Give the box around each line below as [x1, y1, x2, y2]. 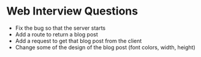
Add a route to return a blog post [15, 30, 98, 38]
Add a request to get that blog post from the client [15, 37, 142, 44]
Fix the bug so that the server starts [15, 24, 106, 32]
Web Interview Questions [6, 4, 138, 18]
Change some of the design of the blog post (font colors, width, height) [15, 44, 195, 51]
